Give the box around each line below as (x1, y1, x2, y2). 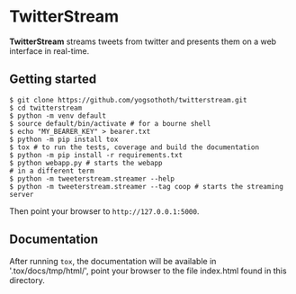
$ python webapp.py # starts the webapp (9, 158, 164, 167)
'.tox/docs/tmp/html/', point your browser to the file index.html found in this (9, 265, 287, 276)
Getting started (9, 72, 97, 87)
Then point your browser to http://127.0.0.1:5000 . (9, 205, 200, 217)
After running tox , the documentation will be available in (9, 255, 217, 266)
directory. (9, 274, 45, 285)
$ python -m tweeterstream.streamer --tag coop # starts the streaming (9, 182, 283, 191)
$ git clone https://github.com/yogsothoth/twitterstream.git (9, 95, 247, 104)
